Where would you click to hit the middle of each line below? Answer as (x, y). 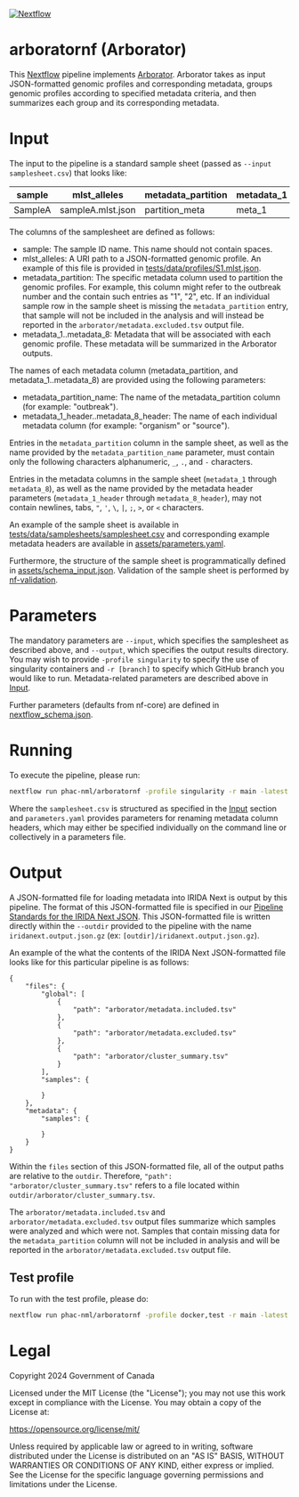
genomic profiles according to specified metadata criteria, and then (133, 93)
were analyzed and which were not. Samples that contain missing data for (145, 1231)
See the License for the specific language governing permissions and (137, 1475)
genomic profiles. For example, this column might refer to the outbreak (152, 287)
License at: (29, 1412)
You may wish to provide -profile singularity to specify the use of (134, 659)
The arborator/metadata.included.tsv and (87, 1212)
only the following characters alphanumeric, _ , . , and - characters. (131, 461)
